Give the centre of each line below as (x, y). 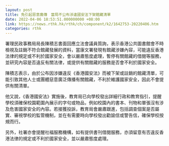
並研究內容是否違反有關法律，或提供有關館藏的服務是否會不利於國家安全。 (82, 62)
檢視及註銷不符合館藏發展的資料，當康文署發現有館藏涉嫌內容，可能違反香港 (84, 50)
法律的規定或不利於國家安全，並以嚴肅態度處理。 (60, 138)
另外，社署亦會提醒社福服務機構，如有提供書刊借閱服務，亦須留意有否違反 (82, 132)
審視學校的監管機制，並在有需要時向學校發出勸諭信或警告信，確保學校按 (89, 115)
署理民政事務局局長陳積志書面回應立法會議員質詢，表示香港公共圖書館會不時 (84, 44)
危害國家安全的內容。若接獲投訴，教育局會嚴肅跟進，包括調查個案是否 (82, 109)
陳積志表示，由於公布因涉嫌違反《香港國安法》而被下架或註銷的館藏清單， (82, 73)
